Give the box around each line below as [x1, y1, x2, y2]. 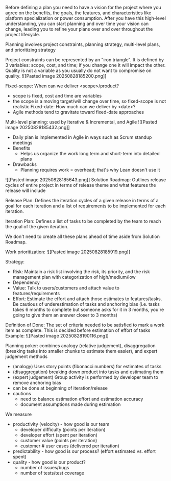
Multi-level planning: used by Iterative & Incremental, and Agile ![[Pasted [5, 119, 157, 125]
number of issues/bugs [20, 465, 69, 470]
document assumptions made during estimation [20, 401, 121, 407]
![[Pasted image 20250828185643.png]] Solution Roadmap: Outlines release [5, 177, 166, 183]
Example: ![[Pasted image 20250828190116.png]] [5, 333, 109, 339]
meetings [12, 140, 33, 146]
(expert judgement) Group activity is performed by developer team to [12, 374, 158, 380]
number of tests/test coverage [20, 470, 85, 476]
